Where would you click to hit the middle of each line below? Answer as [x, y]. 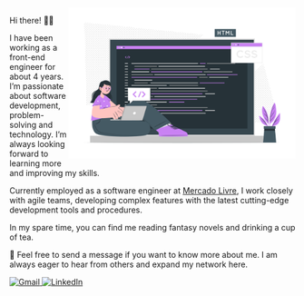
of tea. [22, 237]
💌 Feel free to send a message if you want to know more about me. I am [144, 255]
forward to [29, 153]
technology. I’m [38, 134]
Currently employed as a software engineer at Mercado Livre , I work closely [151, 191]
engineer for [33, 67]
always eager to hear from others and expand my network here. [128, 264]
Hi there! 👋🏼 [32, 20]
